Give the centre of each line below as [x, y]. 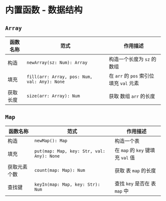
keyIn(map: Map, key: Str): [67, 184]
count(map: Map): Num [60, 170]
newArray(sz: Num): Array [57, 62]
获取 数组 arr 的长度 [132, 96]
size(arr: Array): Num [53, 96]
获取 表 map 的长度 [135, 170]
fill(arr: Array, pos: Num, [60, 77]
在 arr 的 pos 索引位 [131, 76]
